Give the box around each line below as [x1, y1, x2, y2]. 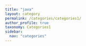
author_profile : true [5, 20, 49, 25]
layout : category [5, 11, 40, 16]
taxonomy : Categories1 [5, 25, 51, 30]
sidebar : [5, 29, 23, 34]
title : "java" [5, 7, 34, 12]
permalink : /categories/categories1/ [5, 16, 82, 21]
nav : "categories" [9, 34, 47, 39]
